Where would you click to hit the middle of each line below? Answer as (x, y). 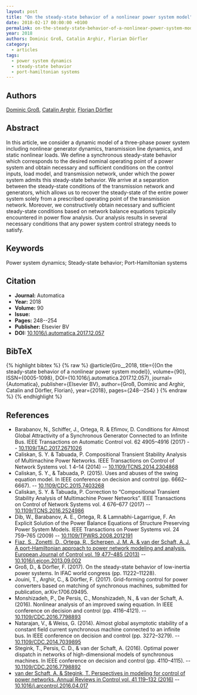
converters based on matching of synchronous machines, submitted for (101, 586)
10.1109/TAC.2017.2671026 (50, 448)
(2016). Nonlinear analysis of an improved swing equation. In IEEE (94, 604)
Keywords (25, 249)
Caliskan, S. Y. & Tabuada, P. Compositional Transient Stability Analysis (101, 454)
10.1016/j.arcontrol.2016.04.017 (51, 686)
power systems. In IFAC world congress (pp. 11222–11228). (85, 573)
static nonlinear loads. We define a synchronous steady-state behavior (91, 155)
